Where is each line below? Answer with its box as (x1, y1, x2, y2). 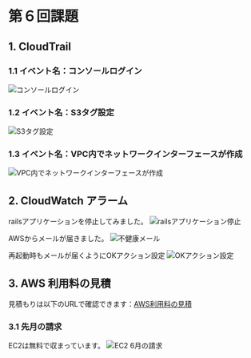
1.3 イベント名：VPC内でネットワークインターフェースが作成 (8, 149, 243, 160)
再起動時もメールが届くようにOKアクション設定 (8, 251, 165, 260)
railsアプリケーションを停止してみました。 (8, 217, 148, 227)
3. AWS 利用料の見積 (8, 276, 112, 290)
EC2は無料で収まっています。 (8, 341, 106, 351)
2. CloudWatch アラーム (8, 194, 129, 207)
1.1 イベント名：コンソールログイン (8, 65, 142, 76)
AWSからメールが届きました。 (8, 234, 109, 243)
